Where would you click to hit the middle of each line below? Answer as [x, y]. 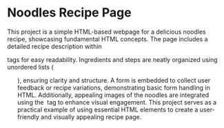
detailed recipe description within [54, 46]
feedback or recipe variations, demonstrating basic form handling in [113, 87]
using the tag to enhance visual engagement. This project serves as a [117, 102]
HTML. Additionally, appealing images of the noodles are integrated [113, 95]
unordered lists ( [30, 67]
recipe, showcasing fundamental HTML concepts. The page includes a [108, 39]
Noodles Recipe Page [70, 13]
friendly [28, 117]
